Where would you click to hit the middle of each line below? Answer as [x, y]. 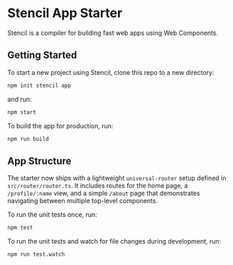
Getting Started [42, 55]
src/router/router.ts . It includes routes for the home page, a [98, 186]
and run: [20, 99]
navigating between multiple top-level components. [83, 201]
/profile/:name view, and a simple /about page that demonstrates [104, 193]
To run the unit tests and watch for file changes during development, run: [114, 241]
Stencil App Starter [65, 13]
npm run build [28, 139]
